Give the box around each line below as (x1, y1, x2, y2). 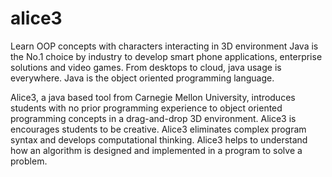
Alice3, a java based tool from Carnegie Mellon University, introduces (10, 91, 296, 103)
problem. (10, 155, 48, 167)
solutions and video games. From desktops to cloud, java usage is (10, 61, 282, 73)
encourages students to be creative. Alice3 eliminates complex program (10, 123, 307, 135)
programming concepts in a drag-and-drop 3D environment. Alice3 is (10, 112, 297, 124)
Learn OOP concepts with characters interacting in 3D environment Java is (10, 40, 319, 52)
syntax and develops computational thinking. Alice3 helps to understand (10, 133, 308, 146)
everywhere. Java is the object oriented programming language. (10, 72, 275, 84)
